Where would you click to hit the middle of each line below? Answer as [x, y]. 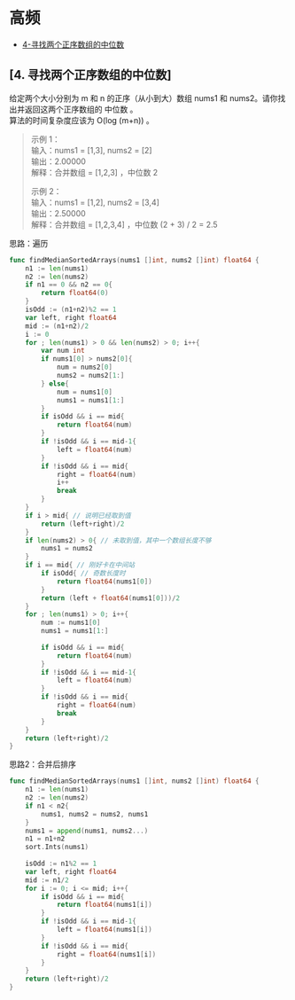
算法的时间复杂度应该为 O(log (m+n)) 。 [82, 120]
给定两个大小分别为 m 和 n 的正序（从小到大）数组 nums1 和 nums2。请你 [144, 98]
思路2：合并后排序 [43, 764]
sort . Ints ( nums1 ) [57, 848]
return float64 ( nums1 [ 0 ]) [104, 582]
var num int [63, 351]
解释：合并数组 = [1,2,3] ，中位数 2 [94, 172]
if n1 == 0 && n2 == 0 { [69, 285]
